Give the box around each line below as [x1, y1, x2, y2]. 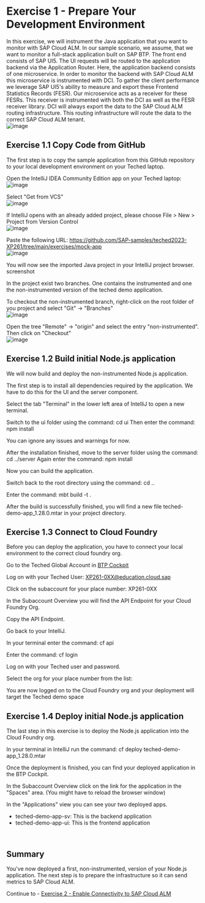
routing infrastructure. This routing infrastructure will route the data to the [6, 109, 192, 116]
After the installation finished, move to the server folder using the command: [6, 448, 199, 456]
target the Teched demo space [6, 693, 84, 701]
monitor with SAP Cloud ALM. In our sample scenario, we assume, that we [6, 44, 194, 51]
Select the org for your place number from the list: [6, 675, 133, 682]
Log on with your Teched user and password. [6, 663, 121, 670]
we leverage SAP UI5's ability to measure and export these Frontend [6, 83, 179, 90]
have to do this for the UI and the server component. [6, 388, 139, 396]
